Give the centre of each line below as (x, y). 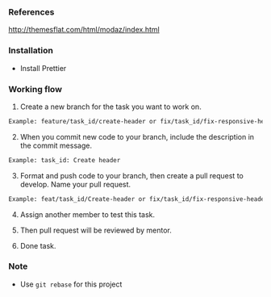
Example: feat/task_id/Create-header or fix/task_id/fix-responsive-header (138, 199)
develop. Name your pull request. (75, 184)
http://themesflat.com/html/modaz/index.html (84, 30)
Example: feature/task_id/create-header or (83, 121)
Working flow (35, 89)
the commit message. (56, 145)
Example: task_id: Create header (65, 160)
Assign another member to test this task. (88, 214)
